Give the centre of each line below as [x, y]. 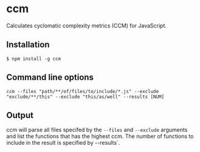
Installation [28, 45]
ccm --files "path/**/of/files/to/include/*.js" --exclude [83, 91]
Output [20, 115]
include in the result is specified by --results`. [63, 143]
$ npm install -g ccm [34, 59]
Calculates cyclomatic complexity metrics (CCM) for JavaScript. [87, 26]
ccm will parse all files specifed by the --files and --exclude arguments [97, 130]
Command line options [50, 78]
